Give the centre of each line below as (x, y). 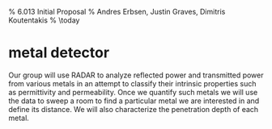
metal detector (59, 53)
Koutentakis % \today (44, 20)
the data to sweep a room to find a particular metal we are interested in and (134, 101)
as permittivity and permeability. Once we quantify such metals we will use (133, 92)
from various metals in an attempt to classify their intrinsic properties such (132, 83)
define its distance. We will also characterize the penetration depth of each (134, 109)
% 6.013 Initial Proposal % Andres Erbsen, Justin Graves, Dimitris (117, 12)
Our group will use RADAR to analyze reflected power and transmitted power (136, 75)
